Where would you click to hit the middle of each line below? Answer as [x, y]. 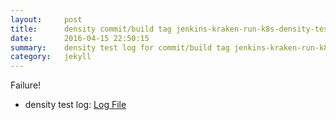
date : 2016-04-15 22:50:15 [80, 38]
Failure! [26, 85]
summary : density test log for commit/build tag [120, 47]
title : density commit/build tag [91, 29]
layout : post [46, 19]
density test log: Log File [75, 105]
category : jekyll [51, 57]
